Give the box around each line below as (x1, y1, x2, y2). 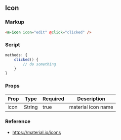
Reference (5, 118, 31, 125)
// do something (23, 61, 56, 67)
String (24, 103, 38, 110)
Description (77, 95, 105, 102)
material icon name (69, 103, 114, 110)
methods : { (5, 53, 28, 57)
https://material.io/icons (12, 129, 61, 135)
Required (42, 95, 65, 102)
